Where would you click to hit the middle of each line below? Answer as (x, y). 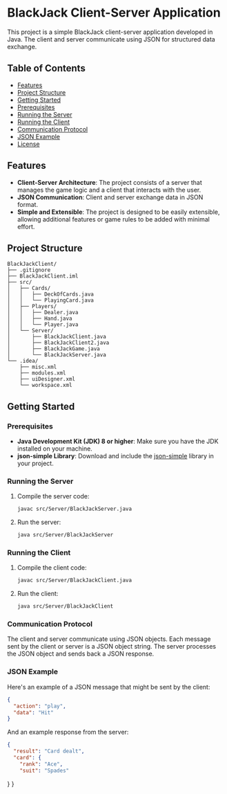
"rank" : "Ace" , (41, 764)
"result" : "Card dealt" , (49, 751)
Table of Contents (47, 68)
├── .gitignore (29, 270)
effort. (26, 226)
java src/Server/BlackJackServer (65, 535)
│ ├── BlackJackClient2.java (58, 343)
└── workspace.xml (46, 386)
